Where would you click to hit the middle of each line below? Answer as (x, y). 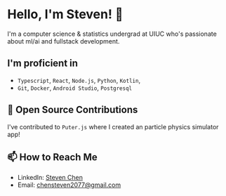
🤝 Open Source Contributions (73, 110)
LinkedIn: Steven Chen (50, 178)
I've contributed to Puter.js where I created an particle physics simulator (113, 126)
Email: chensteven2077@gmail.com (69, 185)
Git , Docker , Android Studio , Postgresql (75, 88)
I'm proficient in (43, 64)
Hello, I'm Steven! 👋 (65, 14)
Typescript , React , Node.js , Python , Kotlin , (79, 80)
